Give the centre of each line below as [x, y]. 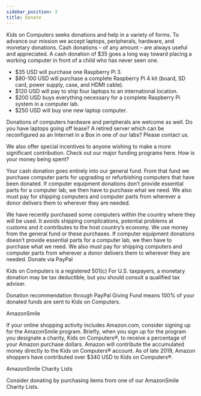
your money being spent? [38, 159]
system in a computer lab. [47, 104]
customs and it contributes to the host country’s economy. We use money [97, 227]
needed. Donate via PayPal [40, 259]
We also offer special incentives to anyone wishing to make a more [88, 146]
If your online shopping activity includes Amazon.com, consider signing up [98, 325]
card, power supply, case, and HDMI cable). [69, 84]
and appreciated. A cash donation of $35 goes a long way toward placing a [99, 54]
